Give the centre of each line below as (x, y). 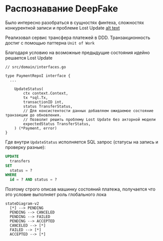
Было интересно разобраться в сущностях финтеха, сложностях (75, 22)
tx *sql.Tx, (36, 97)
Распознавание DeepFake (62, 9)
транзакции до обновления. (33, 115)
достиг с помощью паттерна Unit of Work (50, 42)
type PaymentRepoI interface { (38, 75)
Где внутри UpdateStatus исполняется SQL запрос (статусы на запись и (82, 142)
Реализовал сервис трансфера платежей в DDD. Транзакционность (78, 37)
